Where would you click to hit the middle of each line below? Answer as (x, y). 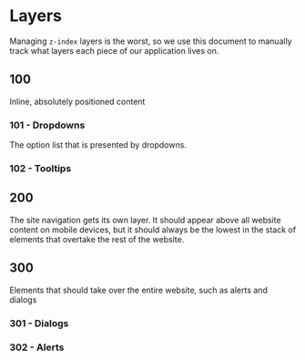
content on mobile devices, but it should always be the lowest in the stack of (153, 230)
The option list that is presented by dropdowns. (98, 145)
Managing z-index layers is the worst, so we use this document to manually (151, 41)
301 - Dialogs (39, 323)
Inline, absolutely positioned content (77, 101)
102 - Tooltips (41, 168)
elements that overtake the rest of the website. (97, 239)
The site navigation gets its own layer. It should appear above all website (145, 220)
